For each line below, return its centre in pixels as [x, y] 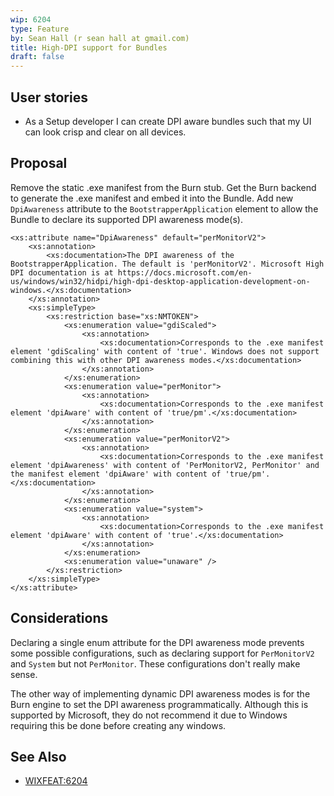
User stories [49, 97]
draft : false [37, 57]
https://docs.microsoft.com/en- [185, 272]
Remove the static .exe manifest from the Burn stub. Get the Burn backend [163, 187]
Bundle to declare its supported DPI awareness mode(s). [126, 219]
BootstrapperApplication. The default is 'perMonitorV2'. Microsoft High [167, 264]
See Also [38, 756]
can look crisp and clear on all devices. [105, 132]
